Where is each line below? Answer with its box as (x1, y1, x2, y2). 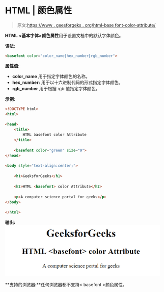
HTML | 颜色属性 (5, 5, 72, 16)
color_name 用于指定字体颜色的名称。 (12, 73, 90, 79)
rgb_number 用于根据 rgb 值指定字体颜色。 (12, 85, 101, 91)
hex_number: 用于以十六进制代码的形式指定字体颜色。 (12, 80, 123, 85)
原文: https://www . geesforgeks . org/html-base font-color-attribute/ (17, 22, 156, 28)
